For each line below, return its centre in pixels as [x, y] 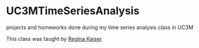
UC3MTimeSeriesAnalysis [73, 11]
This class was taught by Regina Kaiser [54, 39]
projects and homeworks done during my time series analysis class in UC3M [100, 27]
